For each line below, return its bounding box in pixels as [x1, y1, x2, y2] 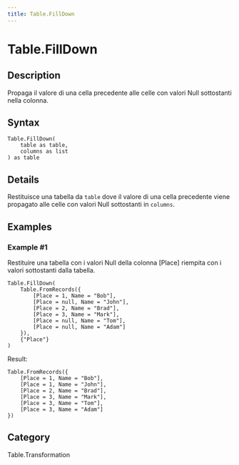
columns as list [20, 148, 69, 155]
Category [7, 431, 51, 444]
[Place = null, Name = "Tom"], [33, 317, 126, 325]
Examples [7, 220, 52, 232]
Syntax [7, 117, 40, 129]
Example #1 [7, 242, 48, 252]
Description [7, 69, 61, 82]
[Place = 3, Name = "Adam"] [20, 406, 103, 413]
